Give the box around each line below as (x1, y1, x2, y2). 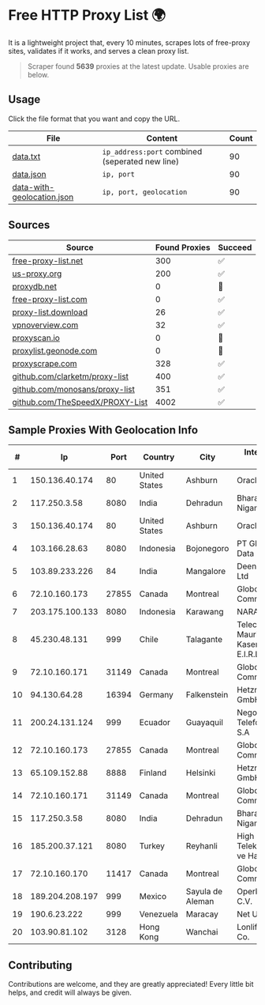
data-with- (12, 181, 55, 192)
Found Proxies (155, 242, 211, 253)
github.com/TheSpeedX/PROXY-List (12, 396, 148, 407)
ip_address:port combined (102, 145, 203, 157)
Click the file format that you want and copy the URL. (8, 114, 180, 123)
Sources (8, 218, 50, 232)
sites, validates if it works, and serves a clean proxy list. (8, 46, 189, 55)
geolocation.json (12, 191, 74, 202)
